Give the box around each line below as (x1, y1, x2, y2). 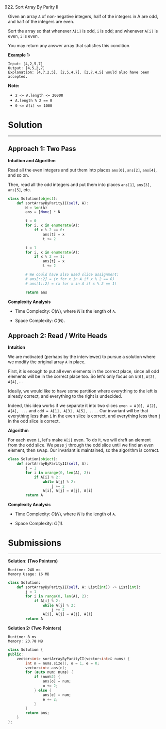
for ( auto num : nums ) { (25, 670, 73, 675)
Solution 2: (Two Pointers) (8, 625, 62, 631)
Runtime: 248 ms (8, 568, 41, 573)
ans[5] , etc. (8, 186, 31, 192)
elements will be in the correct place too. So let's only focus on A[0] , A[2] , (8, 373, 156, 379)
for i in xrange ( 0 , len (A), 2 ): (25, 470, 91, 475)
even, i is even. (8, 34, 39, 39)
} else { (33, 688, 52, 693)
